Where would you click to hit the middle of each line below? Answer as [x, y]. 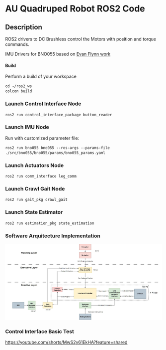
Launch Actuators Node [35, 165]
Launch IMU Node [27, 127]
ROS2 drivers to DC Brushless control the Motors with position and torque [81, 39]
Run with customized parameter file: [42, 138]
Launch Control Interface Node [43, 104]
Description [24, 27]
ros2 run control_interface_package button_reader [59, 115]
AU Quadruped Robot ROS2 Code [75, 9]
